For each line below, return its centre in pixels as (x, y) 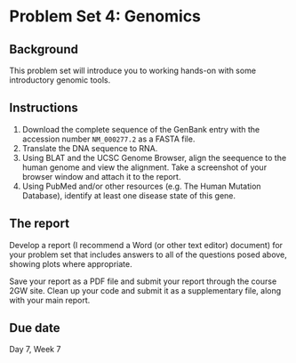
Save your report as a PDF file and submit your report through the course (143, 281)
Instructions (44, 108)
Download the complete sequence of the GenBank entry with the (141, 129)
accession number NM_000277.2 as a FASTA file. (108, 139)
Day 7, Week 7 (35, 350)
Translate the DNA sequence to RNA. (90, 148)
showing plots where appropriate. (71, 263)
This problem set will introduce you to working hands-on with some (132, 70)
